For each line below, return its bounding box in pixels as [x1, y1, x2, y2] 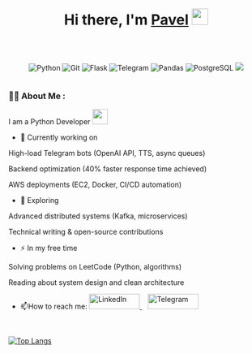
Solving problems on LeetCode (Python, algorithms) [8, 262, 182, 272]
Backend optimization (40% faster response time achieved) [8, 164, 207, 174]
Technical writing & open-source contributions [8, 227, 164, 237]
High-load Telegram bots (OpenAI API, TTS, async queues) [8, 149, 206, 158]
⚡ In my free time [19, 244, 78, 253]
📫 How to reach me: [19, 301, 88, 312]
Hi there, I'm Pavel [63, 11, 189, 29]
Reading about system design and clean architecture [8, 278, 185, 287]
